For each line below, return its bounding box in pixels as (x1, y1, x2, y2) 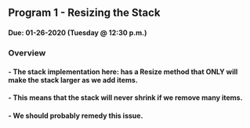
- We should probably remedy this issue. (8, 111, 143, 120)
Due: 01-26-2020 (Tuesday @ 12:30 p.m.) (8, 27, 147, 37)
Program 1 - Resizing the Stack (8, 6, 161, 20)
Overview (8, 47, 46, 58)
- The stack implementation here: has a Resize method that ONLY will (8, 66, 238, 76)
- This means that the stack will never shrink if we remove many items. (8, 93, 243, 102)
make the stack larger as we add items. (8, 75, 139, 84)
